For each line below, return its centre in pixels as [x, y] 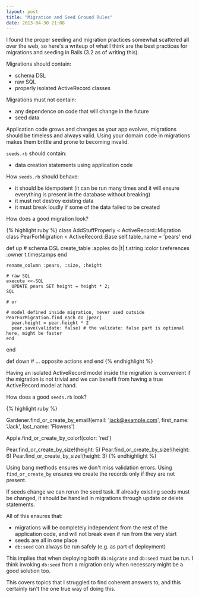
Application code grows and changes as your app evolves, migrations [91, 130]
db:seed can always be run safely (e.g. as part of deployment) [90, 547]
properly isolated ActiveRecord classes [63, 88]
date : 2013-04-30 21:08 [36, 23]
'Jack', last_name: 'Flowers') [41, 427]
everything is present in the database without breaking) [83, 195]
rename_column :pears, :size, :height [54, 266]
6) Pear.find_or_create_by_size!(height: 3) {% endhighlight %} [81, 456]
